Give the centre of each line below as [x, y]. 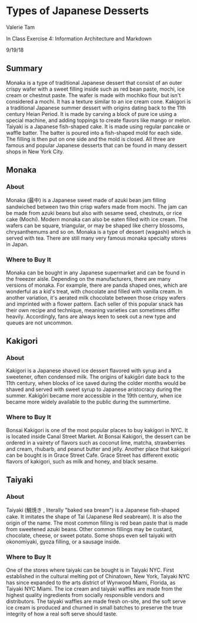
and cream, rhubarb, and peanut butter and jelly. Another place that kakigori [98, 449]
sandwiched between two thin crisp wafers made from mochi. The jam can [97, 207]
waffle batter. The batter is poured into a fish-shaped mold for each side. [94, 132]
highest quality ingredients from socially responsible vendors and [85, 595]
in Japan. [17, 244]
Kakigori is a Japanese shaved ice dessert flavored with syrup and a [89, 371]
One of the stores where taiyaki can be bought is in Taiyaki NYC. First [90, 570]
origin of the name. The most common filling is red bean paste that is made [97, 523]
